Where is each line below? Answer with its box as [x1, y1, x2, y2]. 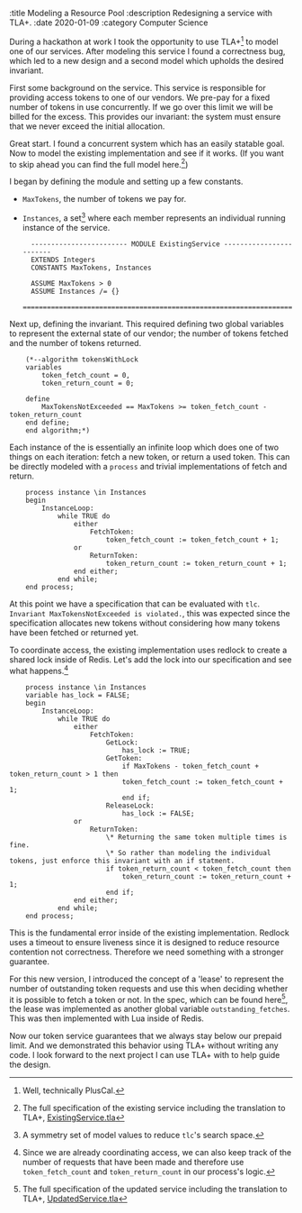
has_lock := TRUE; [121, 745, 191, 755]
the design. [9, 1059, 51, 1071]
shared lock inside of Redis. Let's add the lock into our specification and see [9, 653, 292, 665]
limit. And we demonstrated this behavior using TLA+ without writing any [9, 1040, 279, 1051]
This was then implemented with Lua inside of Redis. [9, 1013, 205, 1024]
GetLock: [105, 738, 139, 747]
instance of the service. [22, 222, 111, 233]
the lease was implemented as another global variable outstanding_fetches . [9, 1004, 290, 1015]
